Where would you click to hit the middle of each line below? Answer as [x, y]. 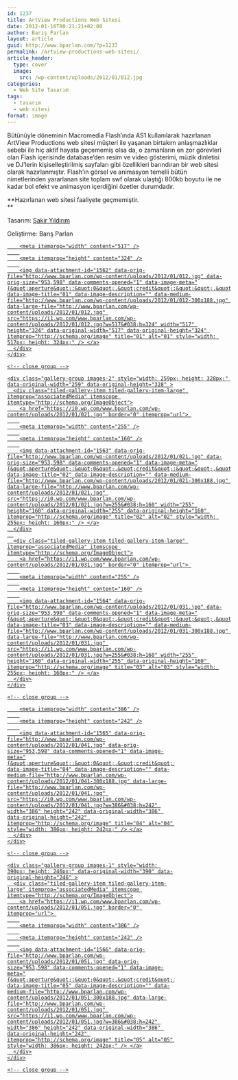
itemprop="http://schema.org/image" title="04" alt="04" [90, 823]
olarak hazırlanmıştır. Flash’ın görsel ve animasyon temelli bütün [97, 172]
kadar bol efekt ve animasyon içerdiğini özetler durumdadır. [91, 186]
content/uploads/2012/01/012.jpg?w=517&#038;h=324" [82, 324]
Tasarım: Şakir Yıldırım [39, 220]
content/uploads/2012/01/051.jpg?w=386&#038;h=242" [82, 1022]
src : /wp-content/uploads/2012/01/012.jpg [81, 77]
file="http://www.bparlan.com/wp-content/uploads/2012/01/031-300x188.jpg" [118, 631]
